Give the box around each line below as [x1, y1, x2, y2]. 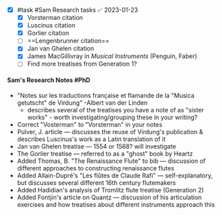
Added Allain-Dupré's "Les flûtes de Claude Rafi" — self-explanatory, [16, 171, 213, 179]
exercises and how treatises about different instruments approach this [16, 200, 215, 208]
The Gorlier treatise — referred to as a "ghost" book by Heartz [16, 149, 193, 157]
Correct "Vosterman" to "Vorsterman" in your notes [16, 120, 162, 129]
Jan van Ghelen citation [27, 45, 95, 53]
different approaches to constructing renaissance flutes [16, 164, 175, 172]
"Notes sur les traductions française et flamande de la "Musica [16, 91, 195, 99]
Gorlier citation [27, 29, 70, 37]
